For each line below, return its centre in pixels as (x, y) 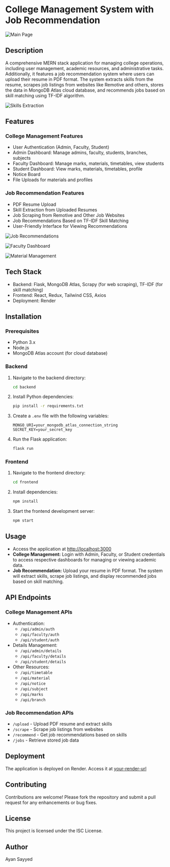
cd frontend (25, 482)
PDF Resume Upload (34, 204)
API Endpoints (28, 598)
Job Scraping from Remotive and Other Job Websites (68, 215)
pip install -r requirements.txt (48, 406)
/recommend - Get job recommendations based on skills (70, 734)
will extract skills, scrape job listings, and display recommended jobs (84, 576)
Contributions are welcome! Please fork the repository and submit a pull (81, 797)
